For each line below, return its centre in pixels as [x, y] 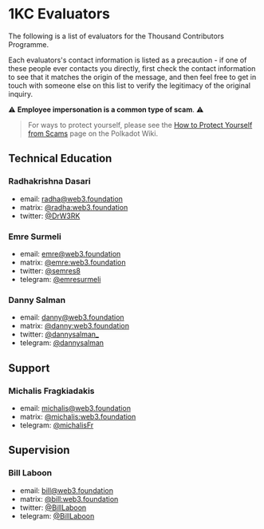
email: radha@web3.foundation [71, 199]
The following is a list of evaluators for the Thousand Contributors [116, 36]
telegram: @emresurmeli [60, 279]
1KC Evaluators [59, 14]
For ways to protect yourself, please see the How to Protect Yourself [140, 125]
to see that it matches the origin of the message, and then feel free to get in [132, 77]
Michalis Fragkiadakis [51, 391]
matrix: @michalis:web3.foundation [78, 416]
